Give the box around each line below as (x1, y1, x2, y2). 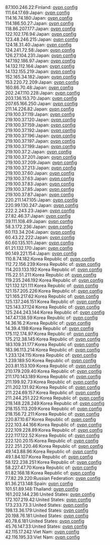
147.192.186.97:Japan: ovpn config (5, 58, 76, 63)
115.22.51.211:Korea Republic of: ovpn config (5, 272, 96, 278)
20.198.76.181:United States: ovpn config (5, 513, 89, 518)
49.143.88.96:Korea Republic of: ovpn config (5, 448, 97, 454)
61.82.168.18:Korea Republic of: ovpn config (5, 470, 95, 475)
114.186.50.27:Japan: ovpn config (5, 20, 74, 26)
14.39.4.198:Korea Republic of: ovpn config (5, 325, 94, 331)
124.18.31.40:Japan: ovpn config (5, 42, 72, 47)
